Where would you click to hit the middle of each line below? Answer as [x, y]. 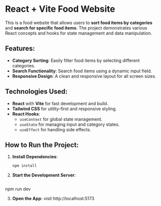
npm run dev [18, 189]
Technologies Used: [36, 92]
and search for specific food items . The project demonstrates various [76, 28]
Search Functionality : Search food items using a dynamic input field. [82, 71]
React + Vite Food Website [60, 9]
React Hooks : [26, 114]
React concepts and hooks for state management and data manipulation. [79, 33]
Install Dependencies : [35, 157]
